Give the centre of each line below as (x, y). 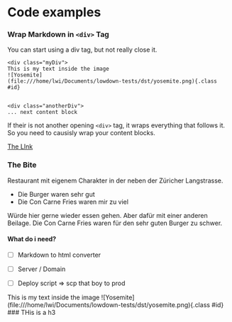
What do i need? (32, 239)
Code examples (54, 12)
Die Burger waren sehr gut (56, 194)
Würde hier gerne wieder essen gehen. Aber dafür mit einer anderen (107, 215)
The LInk (20, 146)
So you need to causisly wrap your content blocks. (82, 133)
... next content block (43, 113)
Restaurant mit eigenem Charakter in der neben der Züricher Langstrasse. (115, 180)
